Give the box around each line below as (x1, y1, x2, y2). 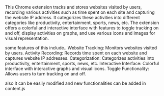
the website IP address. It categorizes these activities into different (5, 15, 140, 20)
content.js (5, 86, 26, 91)
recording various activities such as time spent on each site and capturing (5, 9, 155, 15)
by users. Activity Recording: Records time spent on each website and (5, 50, 147, 56)
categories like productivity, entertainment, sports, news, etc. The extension (5, 20, 159, 25)
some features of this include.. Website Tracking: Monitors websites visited (5, 45, 157, 50)
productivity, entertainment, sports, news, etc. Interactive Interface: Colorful (5, 61, 159, 66)
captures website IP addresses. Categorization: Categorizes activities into (5, 55, 155, 61)
